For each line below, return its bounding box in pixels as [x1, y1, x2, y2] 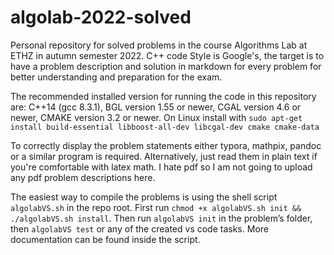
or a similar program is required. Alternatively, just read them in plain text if [10, 150, 318, 162]
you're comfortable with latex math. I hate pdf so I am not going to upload [10, 161, 313, 173]
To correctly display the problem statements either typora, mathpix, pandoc [10, 139, 322, 151]
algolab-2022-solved [10, 6, 192, 29]
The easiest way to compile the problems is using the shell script [10, 191, 278, 203]
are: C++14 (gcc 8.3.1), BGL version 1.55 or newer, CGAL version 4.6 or [10, 101, 302, 113]
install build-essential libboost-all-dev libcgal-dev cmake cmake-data [10, 122, 320, 132]
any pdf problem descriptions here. [10, 171, 156, 183]
